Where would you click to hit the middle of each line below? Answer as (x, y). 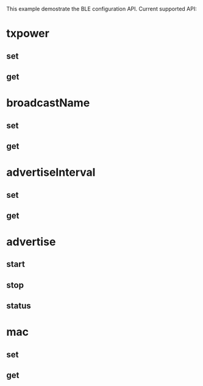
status (19, 306)
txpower (28, 34)
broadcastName (48, 103)
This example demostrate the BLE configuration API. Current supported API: (101, 9)
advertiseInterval (51, 173)
